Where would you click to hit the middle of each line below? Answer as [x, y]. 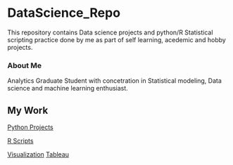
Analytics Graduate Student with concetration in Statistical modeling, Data [114, 81]
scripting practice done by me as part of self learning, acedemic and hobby [117, 39]
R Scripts [20, 141]
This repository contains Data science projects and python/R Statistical [110, 32]
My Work [28, 110]
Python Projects [31, 127]
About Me [25, 65]
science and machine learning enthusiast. [68, 88]
